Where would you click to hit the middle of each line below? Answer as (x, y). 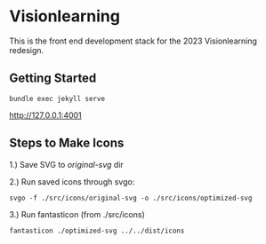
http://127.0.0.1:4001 (45, 115)
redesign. (27, 50)
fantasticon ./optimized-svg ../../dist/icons (97, 231)
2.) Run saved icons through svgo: (72, 181)
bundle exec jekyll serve (57, 98)
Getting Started (53, 79)
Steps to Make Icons (67, 143)
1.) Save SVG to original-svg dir (67, 164)
